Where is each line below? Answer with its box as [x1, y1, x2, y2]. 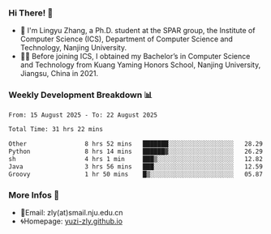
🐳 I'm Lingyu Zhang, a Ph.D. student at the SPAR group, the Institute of [19, 26, 256, 36]
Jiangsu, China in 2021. [19, 69, 99, 79]
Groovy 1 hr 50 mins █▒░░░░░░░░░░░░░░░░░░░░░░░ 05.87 [8, 170, 264, 178]
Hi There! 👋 [8, 7, 54, 19]
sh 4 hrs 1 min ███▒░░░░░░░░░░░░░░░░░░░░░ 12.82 [8, 155, 264, 164]
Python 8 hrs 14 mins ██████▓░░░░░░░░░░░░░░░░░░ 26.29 [8, 147, 264, 156]
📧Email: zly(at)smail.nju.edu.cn [19, 208, 123, 218]
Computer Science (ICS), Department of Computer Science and [19, 34, 234, 44]
